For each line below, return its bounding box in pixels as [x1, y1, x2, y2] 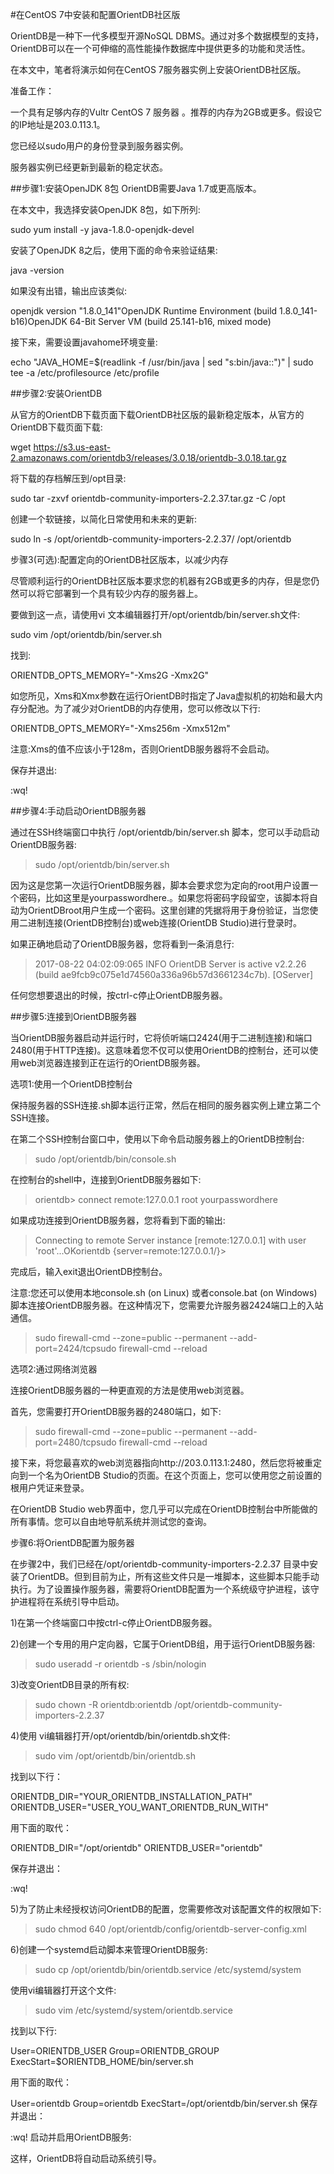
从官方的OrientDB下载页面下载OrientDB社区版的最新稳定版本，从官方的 [10, 409, 305, 420]
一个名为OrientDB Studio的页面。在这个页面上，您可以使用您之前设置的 [27, 1469, 322, 1481]
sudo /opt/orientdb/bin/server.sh [34, 859, 170, 870]
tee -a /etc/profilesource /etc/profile [10, 367, 160, 378]
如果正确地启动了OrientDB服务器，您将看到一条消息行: [10, 938, 235, 950]
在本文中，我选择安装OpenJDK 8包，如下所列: [10, 204, 201, 215]
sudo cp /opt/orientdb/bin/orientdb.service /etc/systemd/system [34, 1964, 302, 1975]
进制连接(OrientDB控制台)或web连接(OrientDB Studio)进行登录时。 [27, 917, 303, 928]
